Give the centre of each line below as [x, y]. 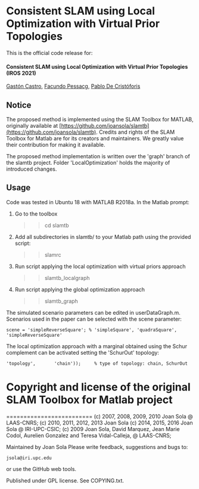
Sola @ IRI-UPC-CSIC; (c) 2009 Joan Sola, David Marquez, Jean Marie [93, 429]
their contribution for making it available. [56, 144]
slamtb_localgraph [67, 278]
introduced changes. [32, 169]
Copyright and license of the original [98, 387]
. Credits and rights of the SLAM [136, 132]
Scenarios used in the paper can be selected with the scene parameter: [94, 319]
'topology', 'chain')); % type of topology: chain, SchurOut [97, 363]
